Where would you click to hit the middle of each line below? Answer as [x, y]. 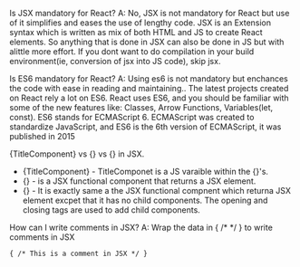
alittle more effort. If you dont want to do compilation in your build [132, 52]
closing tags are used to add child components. [111, 210]
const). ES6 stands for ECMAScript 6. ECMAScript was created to [132, 117]
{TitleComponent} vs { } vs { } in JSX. [77, 154]
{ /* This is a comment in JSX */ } [78, 253]
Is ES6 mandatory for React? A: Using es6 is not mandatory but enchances [149, 79]
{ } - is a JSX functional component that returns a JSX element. [139, 181]
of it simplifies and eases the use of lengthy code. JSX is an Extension [140, 23]
